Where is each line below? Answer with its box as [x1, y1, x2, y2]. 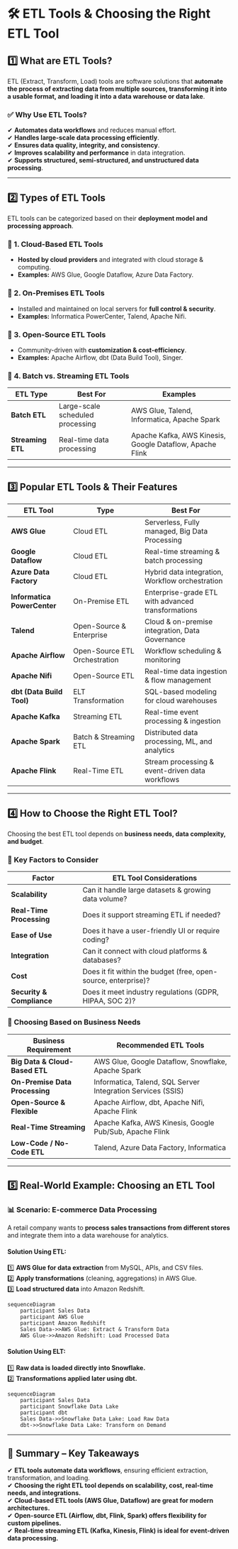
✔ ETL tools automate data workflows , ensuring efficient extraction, [7, 1466, 208, 1474]
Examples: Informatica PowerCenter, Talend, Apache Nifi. [17, 312, 187, 320]
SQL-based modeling [144, 687, 217, 697]
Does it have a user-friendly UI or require [82, 926, 220, 936]
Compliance [11, 996, 53, 1006]
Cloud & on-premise [144, 617, 213, 627]
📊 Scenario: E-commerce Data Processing [7, 1204, 157, 1214]
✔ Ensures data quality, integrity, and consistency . [7, 141, 160, 150]
